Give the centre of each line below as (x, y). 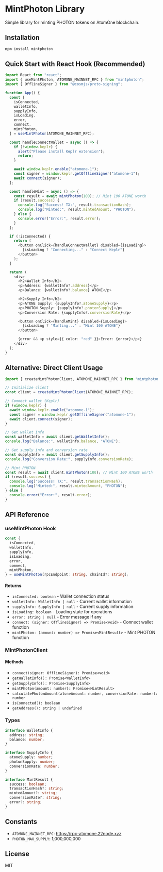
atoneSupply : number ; (31, 757)
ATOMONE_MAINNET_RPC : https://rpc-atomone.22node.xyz (67, 833)
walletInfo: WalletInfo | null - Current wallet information (72, 602)
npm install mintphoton (29, 49)
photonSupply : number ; (32, 762)
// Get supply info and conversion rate (47, 450)
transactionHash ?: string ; (37, 788)
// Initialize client (27, 388)
